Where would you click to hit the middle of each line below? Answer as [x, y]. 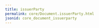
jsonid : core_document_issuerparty [41, 18]
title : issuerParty [25, 9]
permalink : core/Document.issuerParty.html [50, 14]
